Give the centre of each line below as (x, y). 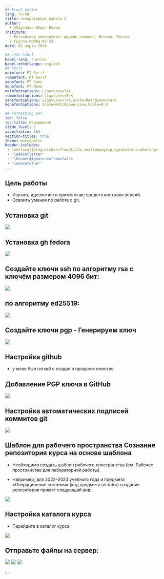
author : (13, 23)
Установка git (27, 215)
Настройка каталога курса (48, 514)
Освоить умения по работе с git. (46, 200)
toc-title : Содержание (28, 123)
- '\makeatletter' (26, 154)
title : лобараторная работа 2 (36, 19)
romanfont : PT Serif (26, 78)
